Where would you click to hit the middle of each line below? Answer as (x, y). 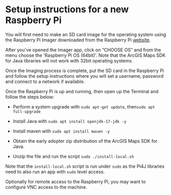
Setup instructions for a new (67, 9)
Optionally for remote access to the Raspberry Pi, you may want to (76, 181)
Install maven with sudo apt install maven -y (61, 131)
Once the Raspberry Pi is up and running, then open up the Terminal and (82, 91)
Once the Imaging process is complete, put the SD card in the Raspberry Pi (85, 71)
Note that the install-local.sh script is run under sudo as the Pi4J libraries (85, 166)
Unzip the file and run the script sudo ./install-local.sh (73, 156)
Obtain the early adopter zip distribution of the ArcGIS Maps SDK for (85, 141)
